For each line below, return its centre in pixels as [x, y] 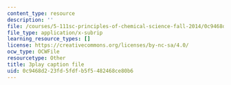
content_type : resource [41, 13]
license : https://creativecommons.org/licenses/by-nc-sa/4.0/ [98, 45]
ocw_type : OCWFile [33, 52]
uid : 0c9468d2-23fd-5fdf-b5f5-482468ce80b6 [70, 71]
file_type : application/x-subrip [55, 33]
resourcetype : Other [37, 58]
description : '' [30, 20]
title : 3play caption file [46, 64]
